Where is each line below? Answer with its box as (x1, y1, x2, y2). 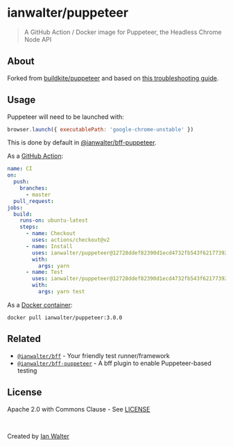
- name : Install (25, 243, 73, 250)
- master (25, 191, 51, 198)
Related (7, 333, 42, 345)
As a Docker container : (7, 300, 73, 309)
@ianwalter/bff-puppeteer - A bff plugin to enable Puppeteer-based (17, 359, 212, 367)
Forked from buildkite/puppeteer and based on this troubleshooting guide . (7, 74, 219, 82)
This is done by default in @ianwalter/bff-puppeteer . (7, 138, 157, 147)
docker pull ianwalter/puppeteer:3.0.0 (7, 314, 123, 321)
